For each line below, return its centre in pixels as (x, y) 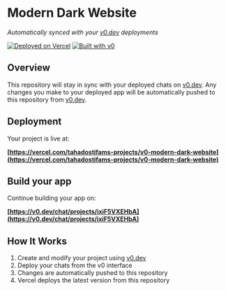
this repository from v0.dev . (47, 99)
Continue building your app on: (52, 198)
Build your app (39, 181)
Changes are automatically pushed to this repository (92, 273)
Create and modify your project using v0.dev (82, 258)
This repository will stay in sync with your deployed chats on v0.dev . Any (112, 85)
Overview (29, 68)
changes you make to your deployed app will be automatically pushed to (111, 92)
